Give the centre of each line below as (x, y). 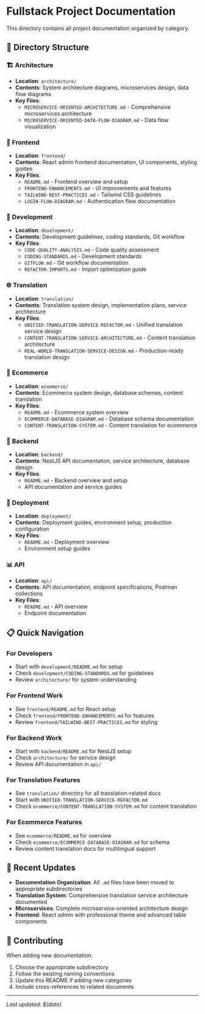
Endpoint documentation (55, 613)
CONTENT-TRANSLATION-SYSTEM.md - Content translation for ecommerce (110, 425)
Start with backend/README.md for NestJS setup (73, 751)
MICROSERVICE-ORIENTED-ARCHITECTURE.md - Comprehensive (97, 107)
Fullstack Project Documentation (91, 11)
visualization (40, 126)
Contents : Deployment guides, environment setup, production (93, 523)
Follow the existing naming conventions (65, 974)
